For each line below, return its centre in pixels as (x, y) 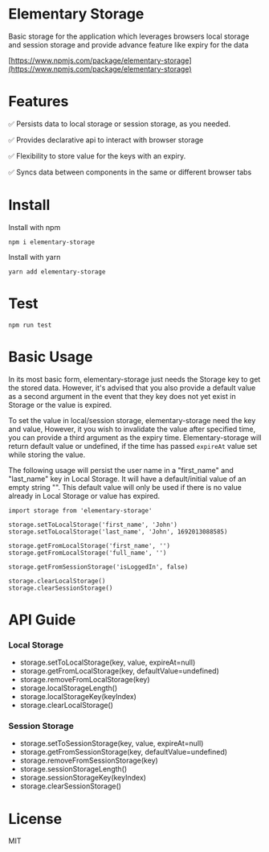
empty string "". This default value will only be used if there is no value (125, 487)
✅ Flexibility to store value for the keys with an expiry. (97, 156)
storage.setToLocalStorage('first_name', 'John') (93, 525)
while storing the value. (47, 455)
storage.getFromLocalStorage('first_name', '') (90, 545)
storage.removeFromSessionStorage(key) (89, 760)
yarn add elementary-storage (57, 272)
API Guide (42, 619)
